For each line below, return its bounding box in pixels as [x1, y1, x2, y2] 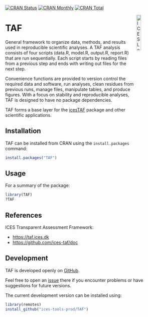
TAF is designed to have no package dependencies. [5, 97, 112, 103]
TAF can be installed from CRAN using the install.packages [5, 140, 129, 146]
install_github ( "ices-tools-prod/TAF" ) [5, 306, 89, 312]
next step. [5, 66, 26, 72]
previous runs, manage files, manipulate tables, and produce [5, 86, 130, 92]
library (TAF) [5, 192, 33, 198]
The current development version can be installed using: [5, 292, 122, 298]
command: [5, 145, 28, 151]
